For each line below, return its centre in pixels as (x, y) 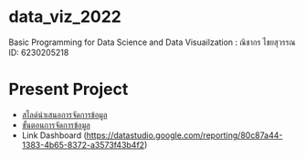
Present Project (68, 90)
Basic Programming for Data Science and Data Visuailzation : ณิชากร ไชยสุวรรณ (152, 42)
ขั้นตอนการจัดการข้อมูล (56, 124)
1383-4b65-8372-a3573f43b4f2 (83, 144)
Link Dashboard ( (54, 135)
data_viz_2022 (65, 17)
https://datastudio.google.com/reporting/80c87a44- (184, 135)
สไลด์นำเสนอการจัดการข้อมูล (64, 114)
